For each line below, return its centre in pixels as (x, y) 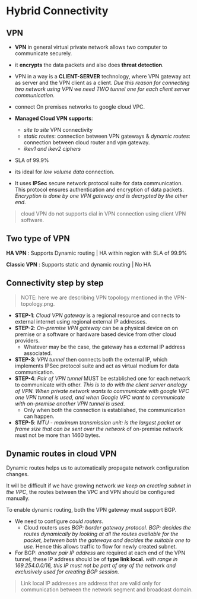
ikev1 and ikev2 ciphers (52, 149)
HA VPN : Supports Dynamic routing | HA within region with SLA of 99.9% (97, 253)
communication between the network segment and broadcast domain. (107, 590)
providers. (27, 340)
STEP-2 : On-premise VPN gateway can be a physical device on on (96, 328)
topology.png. (38, 303)
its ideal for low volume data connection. (64, 172)
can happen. (39, 416)
